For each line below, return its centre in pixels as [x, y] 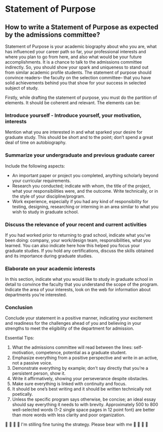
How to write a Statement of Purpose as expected [82, 27]
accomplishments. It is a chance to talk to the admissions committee [73, 62]
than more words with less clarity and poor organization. [69, 415]
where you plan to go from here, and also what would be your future [73, 57]
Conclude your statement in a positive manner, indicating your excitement [79, 318]
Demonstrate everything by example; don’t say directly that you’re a [80, 368]
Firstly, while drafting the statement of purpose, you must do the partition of [81, 97]
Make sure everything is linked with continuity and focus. [69, 384]
